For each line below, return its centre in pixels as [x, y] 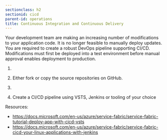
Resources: [17, 107]
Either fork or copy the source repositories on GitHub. [68, 78]
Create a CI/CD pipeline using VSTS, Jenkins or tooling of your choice [84, 97]
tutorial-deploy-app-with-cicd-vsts [48, 122]
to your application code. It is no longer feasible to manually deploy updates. [84, 43]
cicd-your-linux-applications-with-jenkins [55, 133]
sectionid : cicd [22, 14]
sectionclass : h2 [23, 10]
